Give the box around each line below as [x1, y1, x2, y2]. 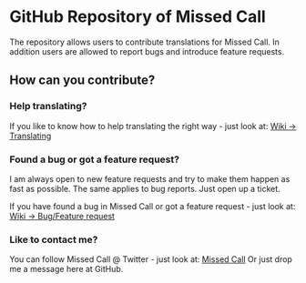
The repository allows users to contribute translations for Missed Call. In [9, 36, 280, 47]
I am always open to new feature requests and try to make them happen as [9, 173, 291, 184]
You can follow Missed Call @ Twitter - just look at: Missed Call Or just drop [9, 254, 293, 265]
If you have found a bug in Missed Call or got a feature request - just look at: [9, 200, 296, 211]
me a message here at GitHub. [9, 264, 124, 275]
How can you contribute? [9, 73, 156, 88]
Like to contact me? [9, 233, 98, 246]
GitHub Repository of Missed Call [9, 6, 266, 27]
